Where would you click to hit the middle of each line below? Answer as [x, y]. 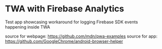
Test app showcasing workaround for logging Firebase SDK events [72, 22]
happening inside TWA [28, 27]
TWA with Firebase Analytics [65, 9]
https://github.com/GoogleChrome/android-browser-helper [64, 41]
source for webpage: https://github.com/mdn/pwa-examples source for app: [81, 36]
